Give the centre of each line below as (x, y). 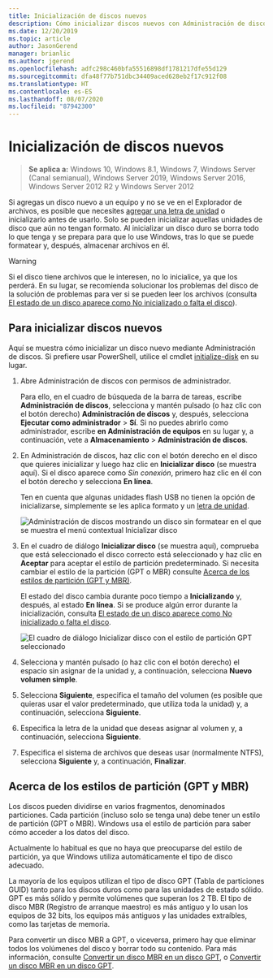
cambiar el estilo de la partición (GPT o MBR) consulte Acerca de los (135, 571)
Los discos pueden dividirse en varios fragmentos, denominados (117, 806)
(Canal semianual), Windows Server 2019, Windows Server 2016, (137, 178)
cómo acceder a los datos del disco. (69, 832)
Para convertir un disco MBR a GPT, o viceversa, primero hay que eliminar (132, 940)
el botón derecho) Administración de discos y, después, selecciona (134, 413)
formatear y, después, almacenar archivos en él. (89, 245)
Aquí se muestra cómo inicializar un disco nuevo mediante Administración (132, 348)
